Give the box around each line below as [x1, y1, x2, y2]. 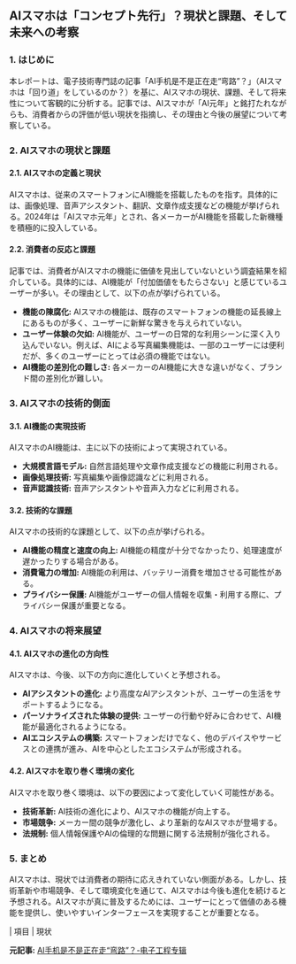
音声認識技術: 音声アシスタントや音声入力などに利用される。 [21, 483, 244, 494]
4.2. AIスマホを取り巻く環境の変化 [9, 766, 135, 776]
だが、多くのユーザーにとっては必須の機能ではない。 [21, 351, 215, 361]
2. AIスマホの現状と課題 [9, 144, 110, 157]
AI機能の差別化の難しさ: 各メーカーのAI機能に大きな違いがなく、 [21, 362, 260, 373]
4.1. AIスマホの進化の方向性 [9, 648, 109, 659]
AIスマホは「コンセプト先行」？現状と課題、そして [9, 8, 288, 24]
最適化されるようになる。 [37, 721, 131, 732]
